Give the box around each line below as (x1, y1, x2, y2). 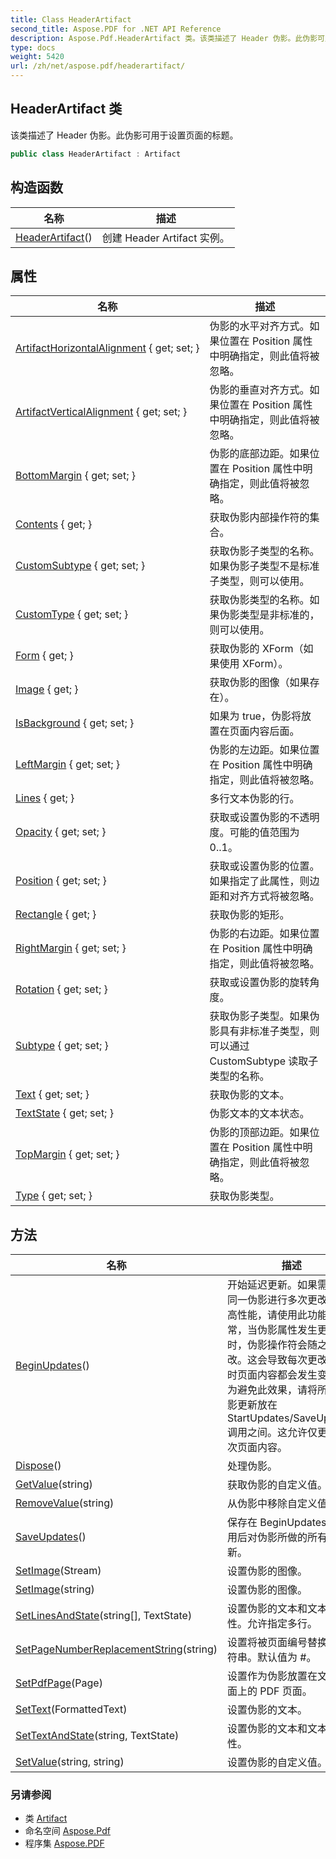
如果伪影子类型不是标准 (209, 559, 320, 573)
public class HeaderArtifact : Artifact (10, 149, 182, 159)
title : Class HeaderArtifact (10, 14, 132, 25)
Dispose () (15, 1459, 62, 1473)
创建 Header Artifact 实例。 (101, 231, 230, 245)
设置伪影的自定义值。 (226, 1756, 328, 1770)
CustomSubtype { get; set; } (15, 559, 146, 573)
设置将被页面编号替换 (226, 1636, 328, 1650)
